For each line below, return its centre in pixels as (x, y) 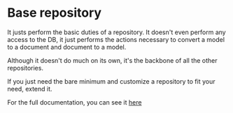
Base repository (55, 13)
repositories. (26, 68)
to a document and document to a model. (67, 47)
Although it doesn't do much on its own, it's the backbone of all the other (113, 60)
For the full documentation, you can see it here (75, 102)
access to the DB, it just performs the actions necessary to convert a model (116, 39)
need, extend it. (30, 89)
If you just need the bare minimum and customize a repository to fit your (111, 81)
